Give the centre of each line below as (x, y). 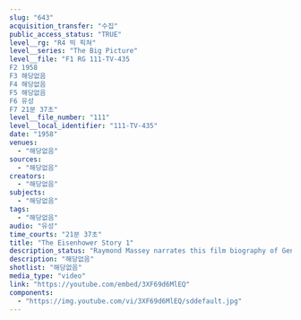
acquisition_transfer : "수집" (64, 26)
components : (31, 292)
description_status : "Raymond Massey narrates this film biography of (144, 251)
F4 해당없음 (28, 84)
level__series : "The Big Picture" (74, 51)
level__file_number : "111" (60, 117)
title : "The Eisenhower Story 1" (72, 243)
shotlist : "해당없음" (46, 268)
